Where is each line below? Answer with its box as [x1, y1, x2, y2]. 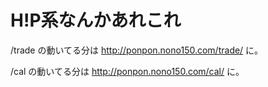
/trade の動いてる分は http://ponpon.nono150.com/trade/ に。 [10, 44, 264, 56]
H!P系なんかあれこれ [10, 9, 182, 32]
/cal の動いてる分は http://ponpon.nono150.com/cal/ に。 [10, 65, 245, 77]
